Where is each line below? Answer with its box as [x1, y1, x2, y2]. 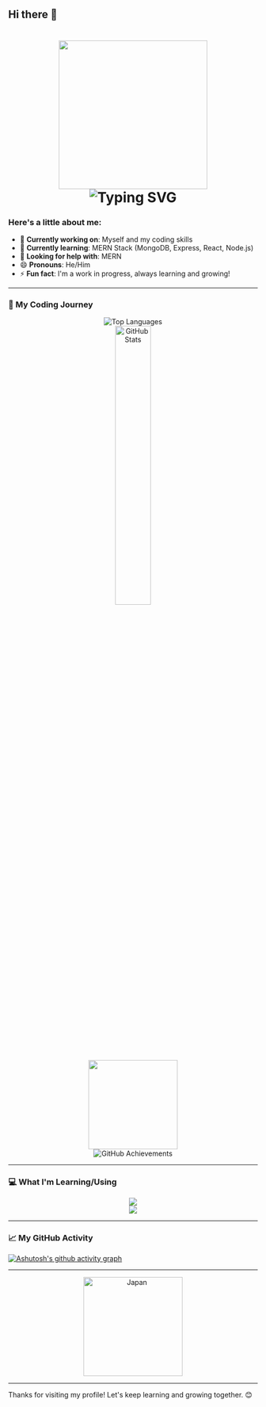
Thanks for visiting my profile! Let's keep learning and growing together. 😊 [8, 1390, 253, 1399]
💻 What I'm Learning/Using [8, 1176, 117, 1187]
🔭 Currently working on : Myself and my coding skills [19, 235, 193, 244]
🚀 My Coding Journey [8, 299, 93, 310]
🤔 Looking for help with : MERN [19, 251, 122, 261]
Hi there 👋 [8, 8, 58, 21]
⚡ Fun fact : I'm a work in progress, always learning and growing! [19, 269, 231, 278]
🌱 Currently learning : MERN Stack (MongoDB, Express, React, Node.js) [19, 243, 254, 252]
